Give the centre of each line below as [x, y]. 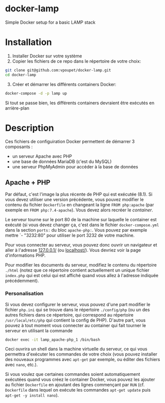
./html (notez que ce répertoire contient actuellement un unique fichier [77, 270]
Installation [29, 42]
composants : [19, 147]
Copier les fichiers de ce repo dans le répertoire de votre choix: [77, 61]
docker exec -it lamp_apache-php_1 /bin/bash [52, 340]
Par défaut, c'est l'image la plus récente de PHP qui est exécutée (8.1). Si [79, 194]
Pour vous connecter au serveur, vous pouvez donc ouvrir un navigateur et [81, 245]
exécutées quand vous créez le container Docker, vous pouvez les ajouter [80, 380]
